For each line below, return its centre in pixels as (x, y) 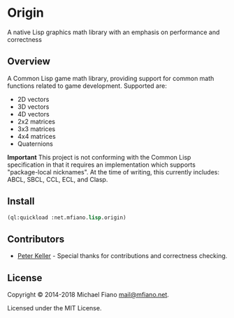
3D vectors (33, 107)
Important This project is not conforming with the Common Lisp (99, 157)
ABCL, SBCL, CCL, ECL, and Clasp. (58, 179)
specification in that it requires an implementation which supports (101, 165)
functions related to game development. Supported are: (87, 86)
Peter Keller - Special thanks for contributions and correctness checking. (122, 256)
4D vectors (34, 114)
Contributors (36, 239)
